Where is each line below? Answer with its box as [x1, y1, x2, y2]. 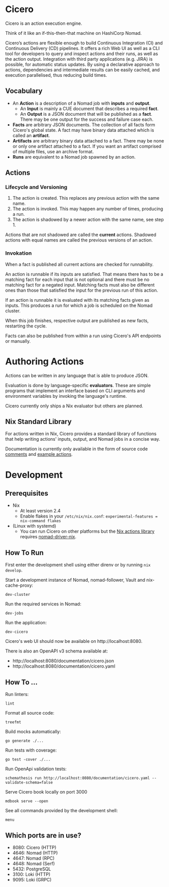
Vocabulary [5, 87, 43, 96]
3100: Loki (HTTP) [12, 871, 50, 877]
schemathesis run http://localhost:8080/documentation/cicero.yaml [5, 776, 150, 781]
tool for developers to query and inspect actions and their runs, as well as [5, 51, 158, 57]
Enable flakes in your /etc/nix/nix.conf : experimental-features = [20, 513, 158, 519]
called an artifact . [12, 132, 50, 138]
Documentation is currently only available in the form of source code [5, 446, 148, 452]
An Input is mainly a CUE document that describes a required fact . [20, 105, 159, 112]
